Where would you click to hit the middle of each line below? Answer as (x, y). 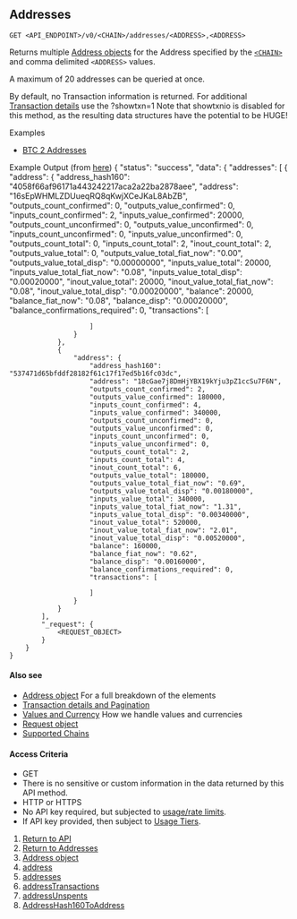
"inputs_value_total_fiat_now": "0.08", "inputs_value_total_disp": (126, 271)
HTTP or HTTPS (52, 803)
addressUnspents (55, 896)
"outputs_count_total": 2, (140, 451)
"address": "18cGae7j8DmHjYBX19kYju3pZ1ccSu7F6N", (185, 381)
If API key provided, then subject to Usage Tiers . (111, 821)
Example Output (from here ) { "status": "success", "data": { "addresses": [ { (148, 167)
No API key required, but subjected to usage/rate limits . (124, 812)
